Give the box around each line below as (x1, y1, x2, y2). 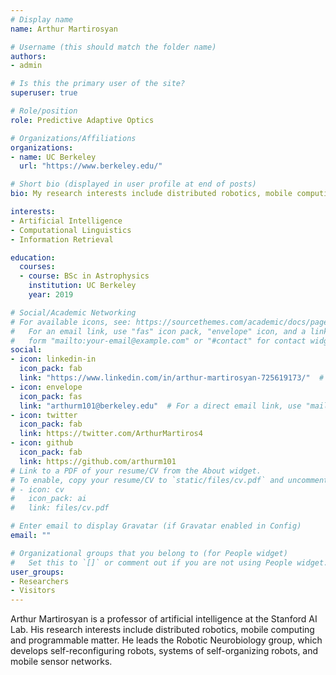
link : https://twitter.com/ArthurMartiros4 (19, 429, 203, 439)
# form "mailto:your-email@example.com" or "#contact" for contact (10, 336, 307, 346)
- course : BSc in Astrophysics (19, 271, 150, 281)
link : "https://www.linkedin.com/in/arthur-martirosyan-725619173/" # (19, 373, 325, 383)
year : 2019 (28, 290, 74, 300)
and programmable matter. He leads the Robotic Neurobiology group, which (10, 634, 323, 646)
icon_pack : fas (19, 391, 83, 401)
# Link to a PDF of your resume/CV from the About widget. (10, 466, 262, 476)
